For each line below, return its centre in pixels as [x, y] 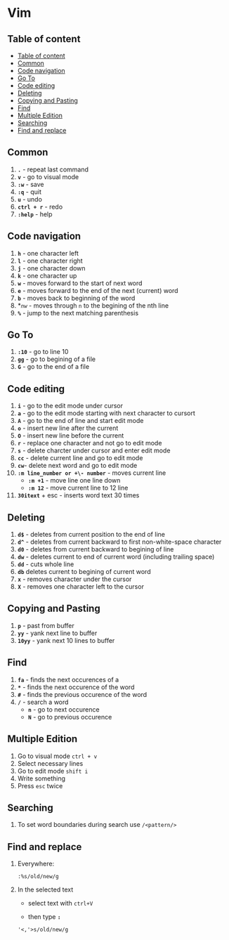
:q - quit [30, 192]
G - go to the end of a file [53, 367]
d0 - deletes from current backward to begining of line [96, 549]
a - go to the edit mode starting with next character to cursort [106, 413]
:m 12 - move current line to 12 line [78, 488]
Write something [41, 778]
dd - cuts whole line [46, 564]
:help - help [35, 214]
